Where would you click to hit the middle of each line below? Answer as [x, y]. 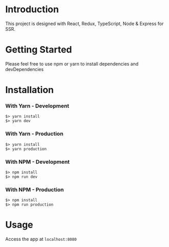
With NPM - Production [34, 189]
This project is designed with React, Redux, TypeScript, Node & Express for [84, 24]
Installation [30, 90]
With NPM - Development [38, 162]
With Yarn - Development [37, 106]
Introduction [32, 9]
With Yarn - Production [34, 134]
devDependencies [25, 69]
